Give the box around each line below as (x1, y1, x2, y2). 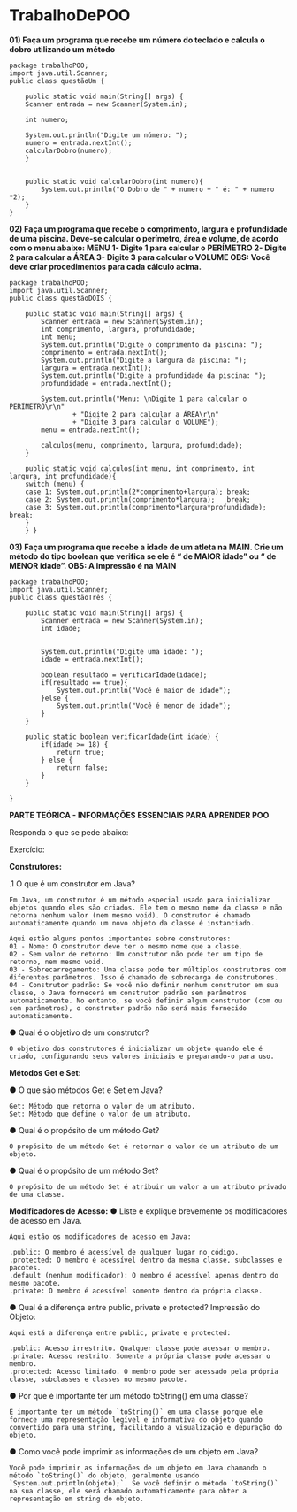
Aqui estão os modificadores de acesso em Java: (9, 1232, 192, 1241)
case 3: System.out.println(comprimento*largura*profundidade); (25, 503, 267, 511)
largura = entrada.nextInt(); (41, 364, 152, 372)
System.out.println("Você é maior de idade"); (56, 686, 232, 695)
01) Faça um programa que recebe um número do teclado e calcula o (9, 35, 265, 45)
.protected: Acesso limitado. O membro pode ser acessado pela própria (9, 1367, 278, 1376)
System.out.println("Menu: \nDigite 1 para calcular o (41, 395, 247, 403)
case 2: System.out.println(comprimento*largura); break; (25, 495, 251, 504)
